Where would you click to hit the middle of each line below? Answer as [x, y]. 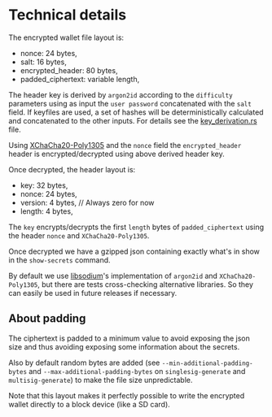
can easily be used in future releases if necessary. [93, 293]
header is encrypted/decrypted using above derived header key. [117, 154]
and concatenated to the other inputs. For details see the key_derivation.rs [133, 120]
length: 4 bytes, [46, 211]
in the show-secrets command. [60, 260]
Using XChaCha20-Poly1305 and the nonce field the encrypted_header [125, 145]
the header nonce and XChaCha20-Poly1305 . [79, 235]
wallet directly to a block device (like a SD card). [90, 404]
